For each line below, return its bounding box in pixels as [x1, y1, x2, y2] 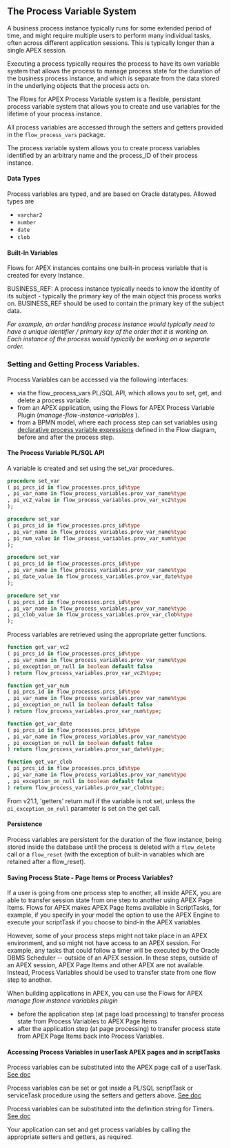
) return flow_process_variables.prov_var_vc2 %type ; [7, 670, 162, 676]
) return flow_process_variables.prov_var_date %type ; [7, 746, 165, 753]
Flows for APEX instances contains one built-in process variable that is [7, 264, 208, 272]
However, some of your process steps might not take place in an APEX [7, 931, 208, 940]
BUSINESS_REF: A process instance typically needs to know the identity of [7, 285, 219, 293]
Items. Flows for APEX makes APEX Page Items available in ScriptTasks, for [7, 904, 221, 912]
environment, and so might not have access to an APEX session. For [7, 939, 201, 947]
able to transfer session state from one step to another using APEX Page [7, 896, 213, 904]
